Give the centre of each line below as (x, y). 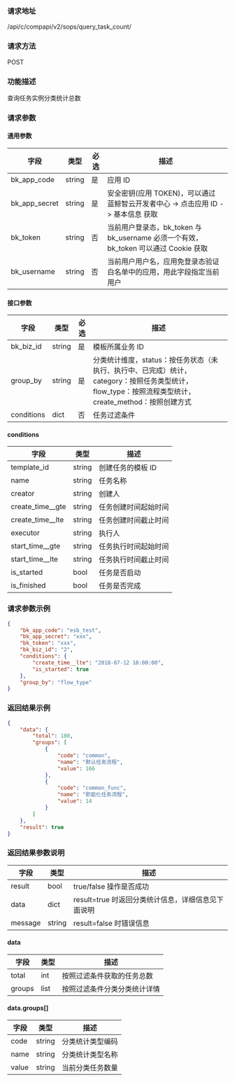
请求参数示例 (29, 609)
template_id (30, 467)
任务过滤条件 (114, 415)
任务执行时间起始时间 (134, 546)
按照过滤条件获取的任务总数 (107, 976)
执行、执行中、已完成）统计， (142, 370)
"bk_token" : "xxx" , (48, 643)
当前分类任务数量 (90, 1068)
